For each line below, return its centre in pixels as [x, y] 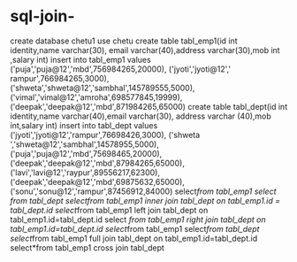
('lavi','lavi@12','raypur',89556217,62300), [85, 172]
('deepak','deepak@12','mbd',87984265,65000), [97, 163]
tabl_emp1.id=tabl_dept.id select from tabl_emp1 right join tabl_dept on [138, 220]
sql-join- [42, 16]
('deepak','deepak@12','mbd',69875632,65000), [97, 181]
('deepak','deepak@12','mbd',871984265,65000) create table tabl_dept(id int [149, 106]
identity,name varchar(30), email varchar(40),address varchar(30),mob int [145, 50]
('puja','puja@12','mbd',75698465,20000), [86, 153]
